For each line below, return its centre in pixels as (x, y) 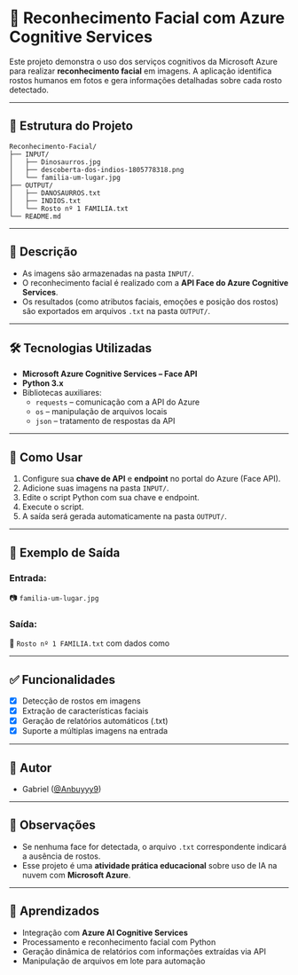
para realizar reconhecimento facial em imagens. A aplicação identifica (141, 71)
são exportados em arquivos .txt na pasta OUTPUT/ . (116, 311)
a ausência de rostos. (61, 856)
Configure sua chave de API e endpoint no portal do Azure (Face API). (151, 479)
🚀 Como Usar (46, 457)
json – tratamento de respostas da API (105, 421)
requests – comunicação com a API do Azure (118, 402)
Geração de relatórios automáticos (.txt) (95, 721)
